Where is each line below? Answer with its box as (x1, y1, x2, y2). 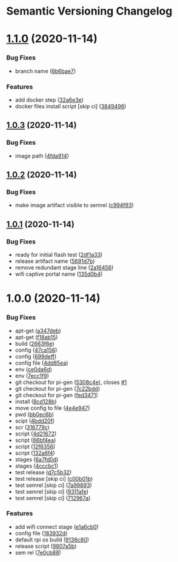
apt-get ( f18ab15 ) (15, 333, 58, 340)
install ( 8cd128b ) (15, 398, 57, 405)
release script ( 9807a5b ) (15, 542, 77, 549)
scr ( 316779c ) (15, 423, 50, 431)
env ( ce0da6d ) (15, 365, 53, 373)
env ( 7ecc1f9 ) (15, 372, 50, 379)
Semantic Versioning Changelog (6, 4, 173, 18)
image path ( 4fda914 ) (15, 152, 70, 159)
